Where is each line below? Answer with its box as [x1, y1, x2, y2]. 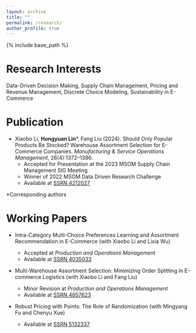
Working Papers [6, 212, 87, 225]
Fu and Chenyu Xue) [14, 309, 65, 316]
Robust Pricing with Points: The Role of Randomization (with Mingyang [14, 303, 188, 310]
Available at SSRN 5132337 [23, 321, 90, 328]
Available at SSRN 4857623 [23, 291, 91, 299]
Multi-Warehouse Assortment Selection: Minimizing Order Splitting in [14, 267, 184, 274]
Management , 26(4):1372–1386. [14, 154, 93, 161]
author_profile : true [6, 25, 60, 32]
